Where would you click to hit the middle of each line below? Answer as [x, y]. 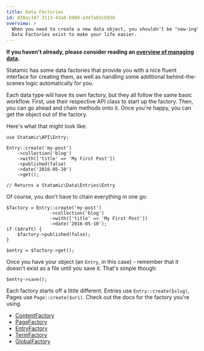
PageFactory [31, 322]
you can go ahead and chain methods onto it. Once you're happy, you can [99, 108]
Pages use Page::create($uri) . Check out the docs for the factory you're [98, 297]
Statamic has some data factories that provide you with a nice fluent [92, 70]
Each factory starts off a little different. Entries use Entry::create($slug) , [98, 291]
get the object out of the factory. [47, 115]
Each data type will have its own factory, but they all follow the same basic [99, 95]
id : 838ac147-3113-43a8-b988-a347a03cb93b [61, 18]
